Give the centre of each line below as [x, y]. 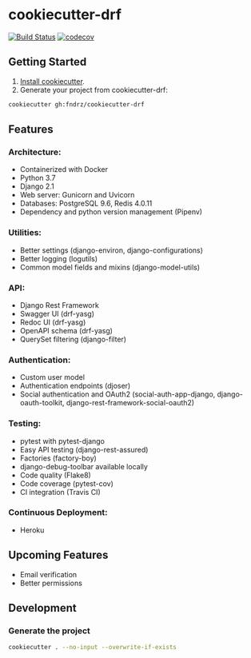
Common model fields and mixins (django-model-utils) [110, 267]
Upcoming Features [58, 555]
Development [43, 608]
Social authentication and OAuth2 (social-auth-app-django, [118, 394]
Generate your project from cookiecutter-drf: [94, 90]
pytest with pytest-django [62, 441]
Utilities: [25, 233]
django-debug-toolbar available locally [84, 466]
